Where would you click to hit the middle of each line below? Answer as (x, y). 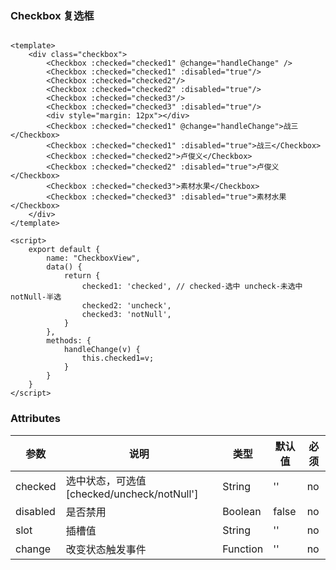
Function (243, 549)
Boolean (242, 511)
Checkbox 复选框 (52, 15)
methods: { (69, 341)
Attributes (35, 419)
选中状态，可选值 (106, 480)
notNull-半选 (36, 297)
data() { (64, 267)
